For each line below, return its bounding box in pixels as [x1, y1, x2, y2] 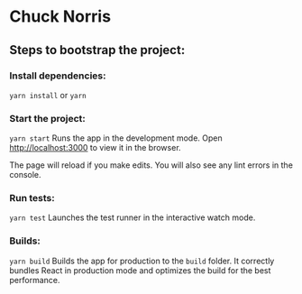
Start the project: [9, 112, 86, 124]
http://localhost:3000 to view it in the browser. [9, 142, 182, 153]
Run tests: [9, 192, 56, 205]
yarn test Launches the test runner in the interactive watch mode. [9, 212, 256, 223]
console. [9, 170, 42, 180]
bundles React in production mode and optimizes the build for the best [9, 264, 271, 276]
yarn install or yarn [9, 89, 87, 100]
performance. [9, 274, 60, 285]
